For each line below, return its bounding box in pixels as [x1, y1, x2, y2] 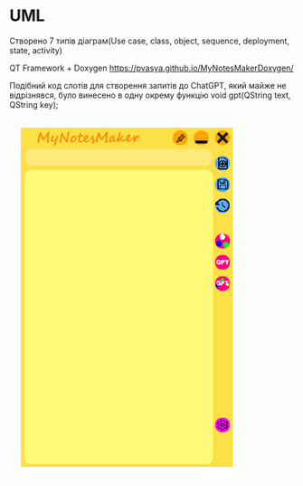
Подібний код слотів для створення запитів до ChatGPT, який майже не [9, 80, 287, 91]
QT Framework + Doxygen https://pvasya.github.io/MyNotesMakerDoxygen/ [9, 62, 294, 73]
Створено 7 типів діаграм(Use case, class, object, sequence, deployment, [9, 35, 289, 46]
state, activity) [9, 44, 63, 55]
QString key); [9, 99, 59, 110]
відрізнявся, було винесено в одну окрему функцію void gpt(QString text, [9, 90, 291, 100]
